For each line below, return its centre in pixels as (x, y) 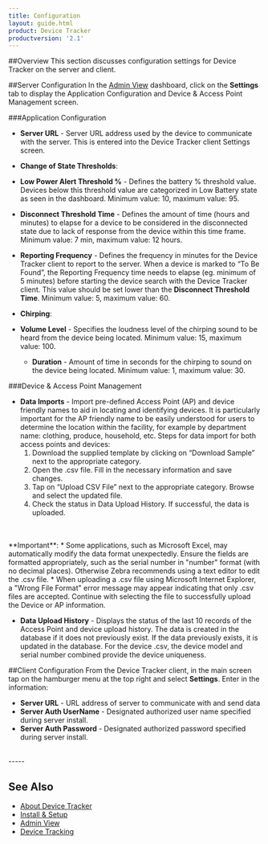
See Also (31, 787)
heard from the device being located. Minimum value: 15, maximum (131, 338)
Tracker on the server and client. (62, 70)
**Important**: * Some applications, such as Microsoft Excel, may (118, 545)
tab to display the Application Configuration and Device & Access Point (126, 94)
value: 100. (38, 346)
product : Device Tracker (50, 31)
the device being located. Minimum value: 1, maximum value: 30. (139, 371)
